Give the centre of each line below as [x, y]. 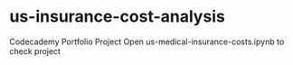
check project [35, 51]
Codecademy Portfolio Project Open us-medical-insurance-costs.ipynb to [147, 42]
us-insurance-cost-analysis [118, 17]
